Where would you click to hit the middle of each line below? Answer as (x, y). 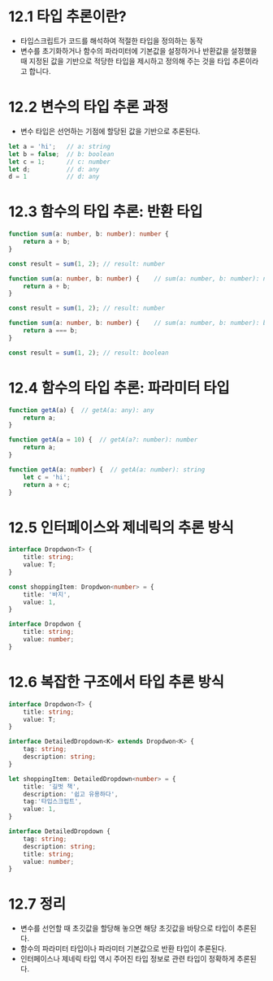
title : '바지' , (47, 594)
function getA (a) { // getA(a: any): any (81, 410)
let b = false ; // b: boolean (61, 154)
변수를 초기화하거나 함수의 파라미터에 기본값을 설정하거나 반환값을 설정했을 (139, 50)
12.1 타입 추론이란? (68, 17)
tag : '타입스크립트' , (53, 801)
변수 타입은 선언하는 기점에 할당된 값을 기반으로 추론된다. (110, 131)
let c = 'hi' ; (47, 477)
